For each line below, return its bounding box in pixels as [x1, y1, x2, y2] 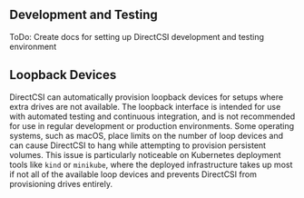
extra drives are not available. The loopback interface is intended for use [9, 101, 281, 112]
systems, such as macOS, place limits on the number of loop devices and [9, 130, 284, 141]
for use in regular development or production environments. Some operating [9, 120, 295, 131]
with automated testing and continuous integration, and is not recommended [9, 111, 296, 122]
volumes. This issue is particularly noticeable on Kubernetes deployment [9, 149, 281, 160]
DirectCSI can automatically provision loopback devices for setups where [9, 91, 284, 103]
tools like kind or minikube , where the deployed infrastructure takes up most [9, 159, 293, 170]
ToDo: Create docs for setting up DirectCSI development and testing [9, 31, 265, 42]
